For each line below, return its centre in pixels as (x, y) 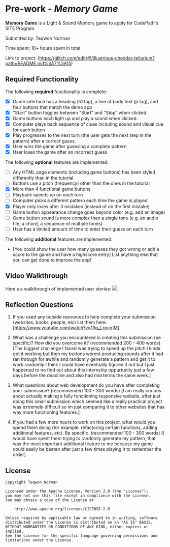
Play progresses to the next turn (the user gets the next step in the (82, 135)
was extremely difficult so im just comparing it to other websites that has (89, 407)
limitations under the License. (39, 540)
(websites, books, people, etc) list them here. (60, 322)
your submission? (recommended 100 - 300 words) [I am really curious (87, 391)
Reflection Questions (39, 305)
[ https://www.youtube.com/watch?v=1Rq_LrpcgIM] (66, 328)
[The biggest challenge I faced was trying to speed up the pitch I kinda (87, 349)
